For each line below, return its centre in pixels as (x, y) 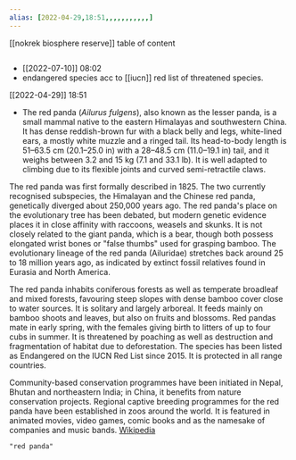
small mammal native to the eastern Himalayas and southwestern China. (154, 121)
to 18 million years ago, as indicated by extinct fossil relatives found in (137, 262)
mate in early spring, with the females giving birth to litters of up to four (140, 327)
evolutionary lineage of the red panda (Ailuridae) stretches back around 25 (146, 253)
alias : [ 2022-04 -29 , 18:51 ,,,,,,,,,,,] (81, 17)
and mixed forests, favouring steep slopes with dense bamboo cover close (146, 298)
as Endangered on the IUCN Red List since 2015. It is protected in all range (146, 355)
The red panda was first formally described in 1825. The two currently (137, 186)
